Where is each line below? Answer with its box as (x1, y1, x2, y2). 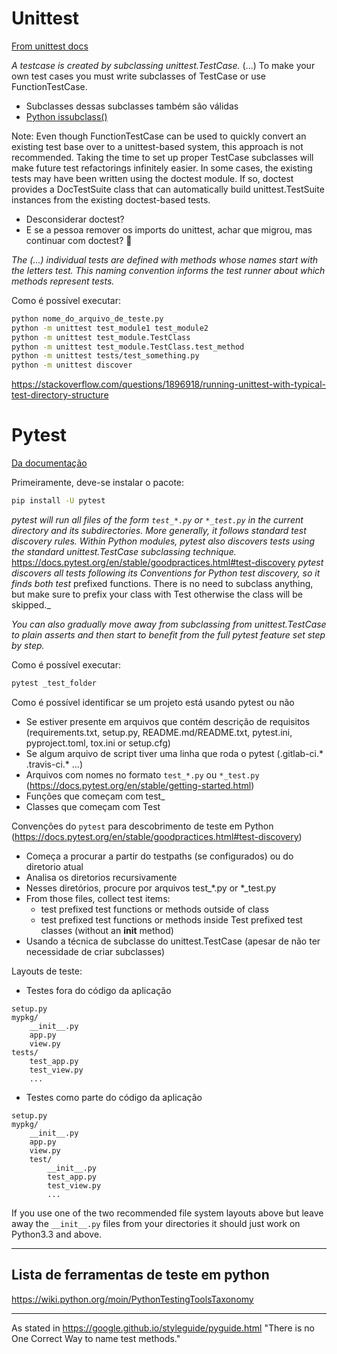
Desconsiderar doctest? (25, 213, 125, 225)
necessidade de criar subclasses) (25, 945, 166, 957)
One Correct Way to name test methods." (11, 1332, 181, 1344)
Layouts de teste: (11, 965, 83, 977)
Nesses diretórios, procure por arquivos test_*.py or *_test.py (25, 882, 277, 894)
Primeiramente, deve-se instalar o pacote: (11, 477, 185, 489)
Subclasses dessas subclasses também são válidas (25, 100, 239, 112)
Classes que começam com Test (25, 800, 161, 812)
